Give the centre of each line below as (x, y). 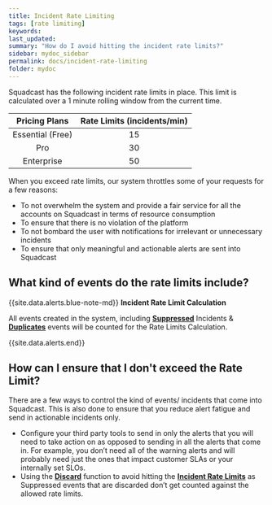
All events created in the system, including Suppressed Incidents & (121, 318)
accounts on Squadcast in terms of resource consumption (118, 214)
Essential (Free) (43, 134)
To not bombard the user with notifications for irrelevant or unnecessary (141, 231)
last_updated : (33, 39)
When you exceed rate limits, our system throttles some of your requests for (136, 181)
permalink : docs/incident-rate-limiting (78, 62)
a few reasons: (33, 189)
